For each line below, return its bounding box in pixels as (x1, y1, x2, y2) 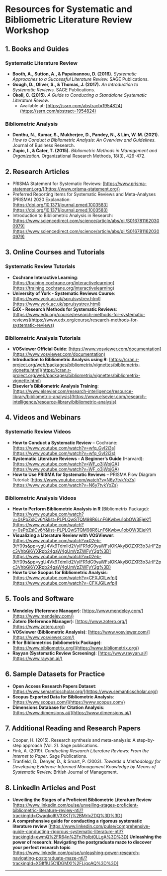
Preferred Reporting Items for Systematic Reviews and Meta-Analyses (12, 191, 156, 197)
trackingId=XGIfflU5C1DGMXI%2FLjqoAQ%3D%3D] (12, 861, 119, 867)
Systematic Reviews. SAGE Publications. (12, 86, 95, 93)
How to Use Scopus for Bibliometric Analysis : (12, 569, 108, 575)
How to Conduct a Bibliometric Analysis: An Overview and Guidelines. (12, 137, 156, 143)
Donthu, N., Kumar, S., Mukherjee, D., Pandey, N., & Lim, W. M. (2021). (12, 132, 160, 138)
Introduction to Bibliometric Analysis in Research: (12, 212, 113, 218)
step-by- (136, 737, 155, 743)
